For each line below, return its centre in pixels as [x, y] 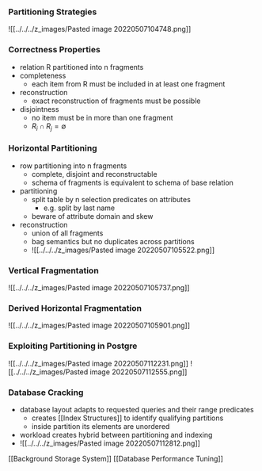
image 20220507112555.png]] [139, 372]
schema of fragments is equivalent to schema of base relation [132, 182]
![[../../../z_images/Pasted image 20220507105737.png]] [99, 287]
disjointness [39, 109]
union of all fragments [67, 233]
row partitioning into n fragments [73, 166]
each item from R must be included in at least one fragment [128, 84]
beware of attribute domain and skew [92, 216]
